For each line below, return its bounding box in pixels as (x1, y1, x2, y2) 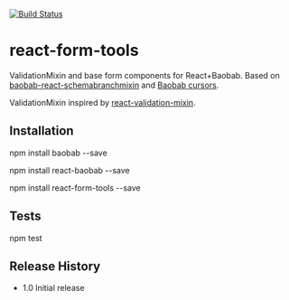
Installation (9, 123, 74, 139)
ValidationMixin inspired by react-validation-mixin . (9, 97, 196, 108)
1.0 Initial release (22, 283, 85, 294)
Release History (9, 258, 101, 274)
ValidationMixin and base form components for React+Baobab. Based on (9, 70, 280, 80)
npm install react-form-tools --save (9, 182, 142, 193)
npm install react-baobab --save (9, 164, 130, 175)
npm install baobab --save (9, 147, 108, 158)
